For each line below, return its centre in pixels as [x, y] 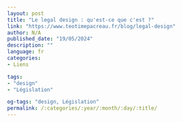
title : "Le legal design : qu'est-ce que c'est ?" [81, 20]
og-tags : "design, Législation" [53, 102]
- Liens [18, 64]
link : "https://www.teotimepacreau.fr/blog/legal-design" [91, 26]
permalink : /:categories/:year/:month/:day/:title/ [82, 108]
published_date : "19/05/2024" [50, 39]
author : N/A [24, 33]
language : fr [26, 52]
